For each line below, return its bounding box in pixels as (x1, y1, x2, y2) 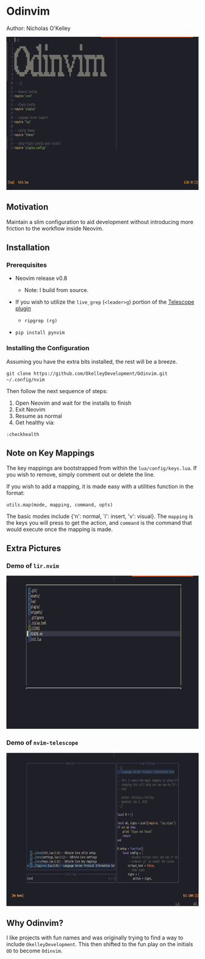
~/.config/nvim (6, 377, 45, 383)
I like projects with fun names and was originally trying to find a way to (6, 934, 184, 941)
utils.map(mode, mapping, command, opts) (6, 502, 113, 508)
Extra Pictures (6, 543, 62, 554)
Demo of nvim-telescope (6, 739, 79, 747)
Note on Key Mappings (6, 448, 95, 459)
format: (6, 489, 25, 497)
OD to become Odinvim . (6, 947, 63, 955)
